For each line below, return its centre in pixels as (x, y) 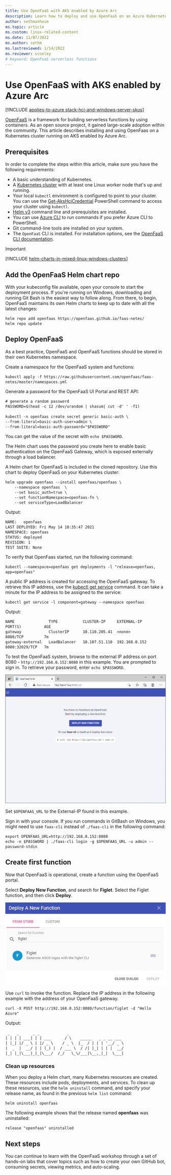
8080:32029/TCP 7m (27, 647)
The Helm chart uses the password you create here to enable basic (76, 446)
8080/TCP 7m (27, 637)
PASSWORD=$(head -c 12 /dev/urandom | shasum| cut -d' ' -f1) (73, 406)
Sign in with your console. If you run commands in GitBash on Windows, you (85, 821)
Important (16, 249)
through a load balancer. (31, 457)
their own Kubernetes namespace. (41, 357)
